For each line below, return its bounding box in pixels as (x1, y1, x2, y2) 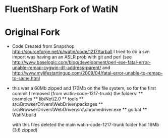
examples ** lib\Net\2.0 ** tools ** (12, 96, 84, 102)
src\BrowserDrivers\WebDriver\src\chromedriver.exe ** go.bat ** (12, 107, 147, 113)
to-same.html (12, 76, 40, 82)
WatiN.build (12, 112, 36, 118)
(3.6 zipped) (12, 127, 38, 133)
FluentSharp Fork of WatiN (5, 4, 119, 15)
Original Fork (5, 27, 60, 38)
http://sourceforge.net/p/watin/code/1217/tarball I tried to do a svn (12, 49, 150, 55)
